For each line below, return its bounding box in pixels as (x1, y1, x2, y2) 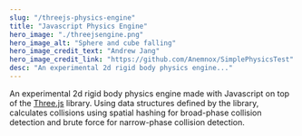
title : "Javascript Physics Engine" (9, 22, 148, 31)
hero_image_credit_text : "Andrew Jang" (9, 47, 161, 56)
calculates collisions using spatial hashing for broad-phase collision (9, 107, 262, 118)
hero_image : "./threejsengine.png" (9, 30, 144, 39)
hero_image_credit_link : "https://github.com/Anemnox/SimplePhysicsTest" (9, 55, 295, 64)
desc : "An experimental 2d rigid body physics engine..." (9, 64, 233, 73)
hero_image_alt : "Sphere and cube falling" (9, 38, 177, 48)
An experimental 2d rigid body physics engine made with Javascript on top (9, 87, 290, 99)
